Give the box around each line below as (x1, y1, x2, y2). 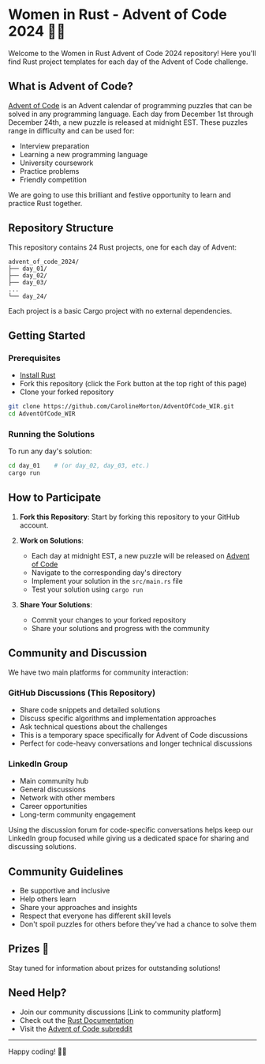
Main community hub (19, 776, 89, 786)
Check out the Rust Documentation (19, 1015, 134, 1025)
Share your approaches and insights (19, 903, 138, 912)
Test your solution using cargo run (31, 585, 144, 594)
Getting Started (8, 329, 86, 342)
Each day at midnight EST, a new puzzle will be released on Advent (31, 551, 250, 560)
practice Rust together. (8, 198, 83, 208)
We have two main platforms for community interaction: (8, 667, 189, 677)
